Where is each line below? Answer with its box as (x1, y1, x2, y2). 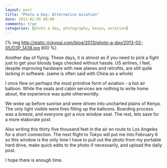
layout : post (5, 7, 32, 12)
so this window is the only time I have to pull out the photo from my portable (5, 137, 162, 143)
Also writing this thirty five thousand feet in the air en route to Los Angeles (5, 126, 158, 132)
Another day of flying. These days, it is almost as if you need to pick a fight (5, 54, 159, 60)
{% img (5, 39, 20, 45)
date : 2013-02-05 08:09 (5, 16, 55, 21)
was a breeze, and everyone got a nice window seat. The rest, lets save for (5, 111, 160, 117)
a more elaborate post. (5, 116, 52, 122)
